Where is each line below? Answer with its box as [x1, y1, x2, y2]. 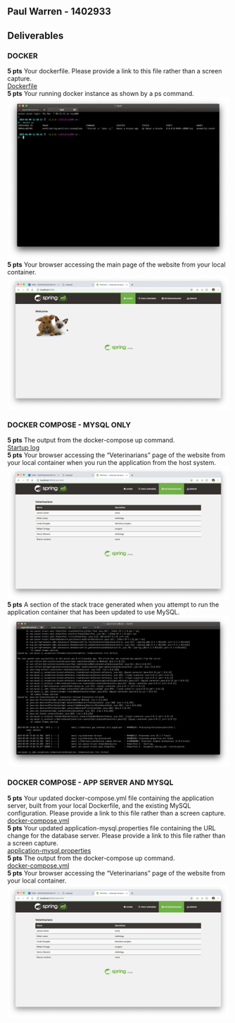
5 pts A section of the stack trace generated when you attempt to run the [7, 600, 220, 609]
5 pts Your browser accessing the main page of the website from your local [7, 260, 227, 269]
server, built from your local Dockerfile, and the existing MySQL [7, 801, 191, 810]
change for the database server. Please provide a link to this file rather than [7, 831, 226, 840]
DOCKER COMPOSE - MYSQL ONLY [7, 420, 132, 430]
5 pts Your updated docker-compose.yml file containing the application [7, 794, 215, 802]
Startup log [7, 444, 40, 452]
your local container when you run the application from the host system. [7, 459, 217, 467]
